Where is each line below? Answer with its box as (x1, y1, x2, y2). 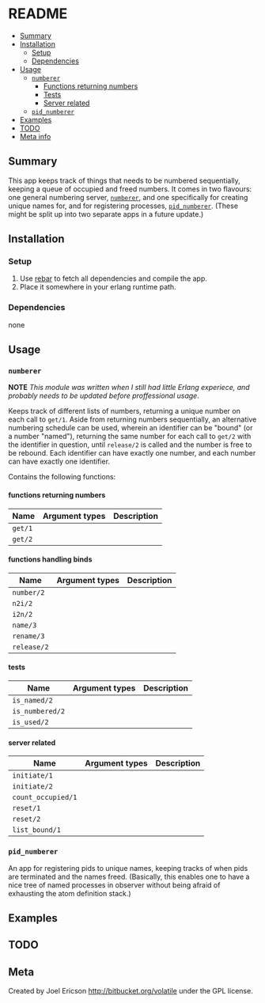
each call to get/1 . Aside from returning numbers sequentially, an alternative (8, 414, 257, 424)
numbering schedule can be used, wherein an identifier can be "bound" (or (8, 423, 253, 433)
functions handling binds (8, 554, 93, 564)
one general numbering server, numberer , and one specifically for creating (8, 192, 248, 202)
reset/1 (12, 804, 41, 813)
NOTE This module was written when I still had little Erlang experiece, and (8, 383, 251, 392)
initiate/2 (12, 782, 53, 791)
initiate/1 (12, 771, 53, 780)
